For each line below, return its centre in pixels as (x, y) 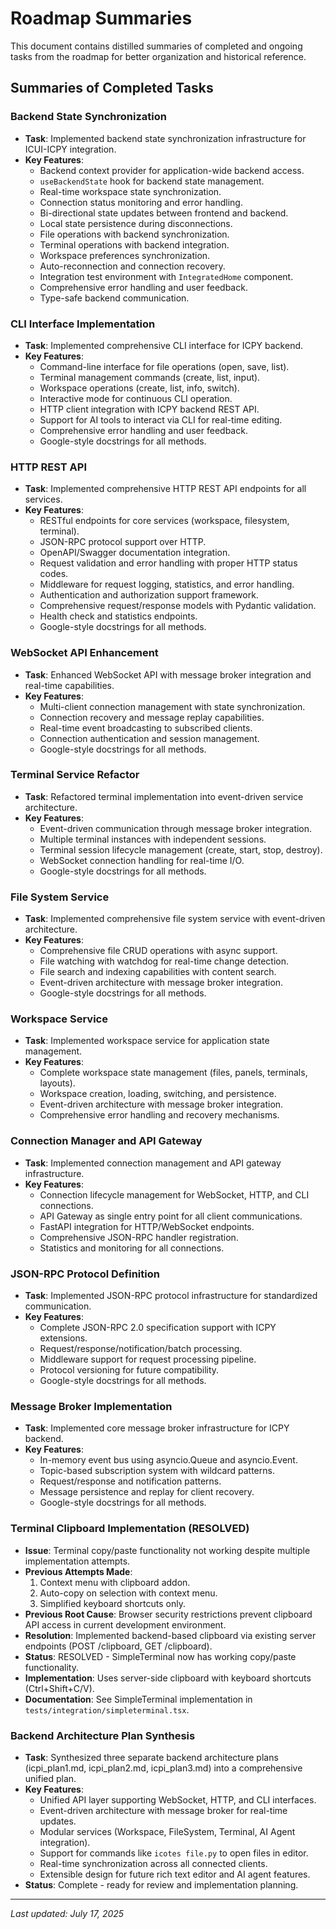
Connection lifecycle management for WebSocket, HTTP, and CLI (174, 1194)
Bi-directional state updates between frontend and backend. (164, 213)
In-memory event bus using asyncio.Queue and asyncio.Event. (168, 1460)
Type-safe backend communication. (114, 298)
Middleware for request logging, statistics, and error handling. (167, 584)
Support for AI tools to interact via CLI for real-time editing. (161, 419)
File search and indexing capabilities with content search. (158, 972)
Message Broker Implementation (91, 1406)
